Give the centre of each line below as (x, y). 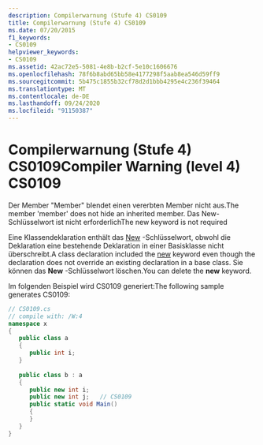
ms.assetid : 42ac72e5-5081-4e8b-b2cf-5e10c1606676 (93, 67)
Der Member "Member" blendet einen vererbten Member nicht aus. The (124, 205)
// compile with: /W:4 (45, 316)
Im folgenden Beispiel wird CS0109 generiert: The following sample (116, 286)
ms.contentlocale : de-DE (49, 96)
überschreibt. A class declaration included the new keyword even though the (132, 254)
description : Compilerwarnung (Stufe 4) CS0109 (88, 15)
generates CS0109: (39, 294)
